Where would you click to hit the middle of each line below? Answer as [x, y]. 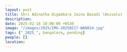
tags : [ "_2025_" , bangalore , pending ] [45, 33]
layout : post [19, 10]
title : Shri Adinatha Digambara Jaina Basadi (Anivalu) [64, 14]
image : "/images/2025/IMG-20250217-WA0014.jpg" [55, 28]
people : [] [16, 38]
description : [19, 19]
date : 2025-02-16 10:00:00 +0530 [40, 24]
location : [15, 42]
